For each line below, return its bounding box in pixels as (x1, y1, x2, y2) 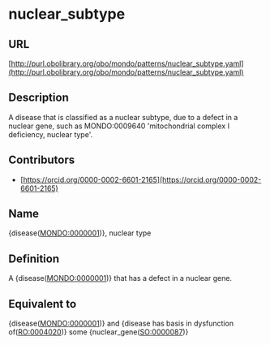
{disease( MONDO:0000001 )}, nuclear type (8, 228, 152, 238)
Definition (8, 252, 59, 265)
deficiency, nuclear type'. (8, 129, 93, 139)
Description (8, 91, 69, 105)
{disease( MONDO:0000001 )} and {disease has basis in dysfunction (8, 318, 234, 329)
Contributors (8, 153, 75, 167)
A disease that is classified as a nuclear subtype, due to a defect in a (8, 112, 238, 122)
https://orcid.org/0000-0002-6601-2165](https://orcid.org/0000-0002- (23, 175, 262, 184)
